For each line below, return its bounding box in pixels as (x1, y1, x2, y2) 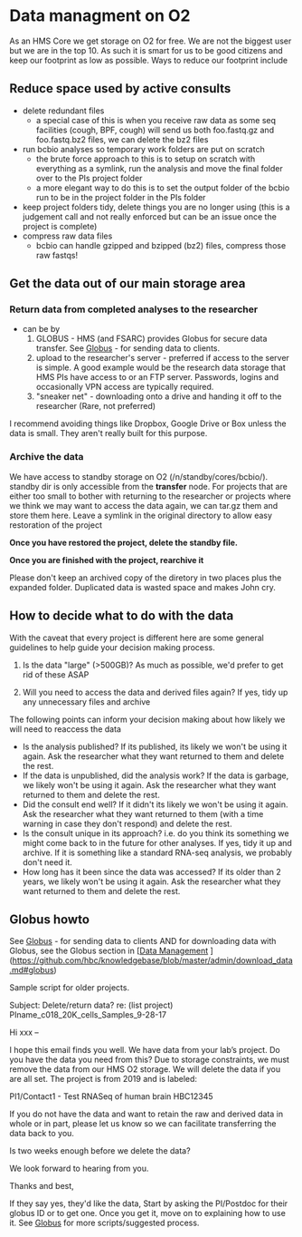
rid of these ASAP (22, 668, 90, 680)
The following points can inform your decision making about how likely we (9, 714, 286, 725)
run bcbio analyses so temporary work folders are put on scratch (22, 143, 265, 154)
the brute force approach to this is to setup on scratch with (35, 153, 256, 164)
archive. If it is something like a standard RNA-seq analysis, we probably (22, 847, 292, 858)
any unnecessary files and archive (22, 696, 151, 707)
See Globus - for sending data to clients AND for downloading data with (9, 936, 277, 947)
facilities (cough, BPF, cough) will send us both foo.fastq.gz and (35, 124, 274, 135)
